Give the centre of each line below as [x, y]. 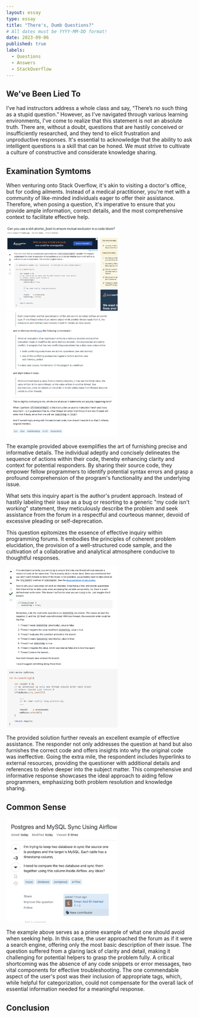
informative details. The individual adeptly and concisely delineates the [93, 453]
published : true [26, 44]
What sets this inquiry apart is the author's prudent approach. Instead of [94, 495]
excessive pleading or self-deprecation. [55, 521]
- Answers [23, 62]
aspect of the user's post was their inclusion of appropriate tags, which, [94, 977]
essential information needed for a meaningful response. [75, 989]
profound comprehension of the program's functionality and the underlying [98, 478]
